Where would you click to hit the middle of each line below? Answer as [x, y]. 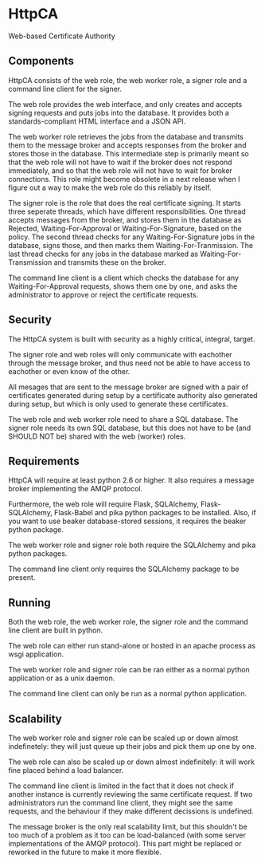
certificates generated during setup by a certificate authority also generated [133, 395]
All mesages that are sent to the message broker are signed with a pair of [129, 387]
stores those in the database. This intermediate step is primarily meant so [129, 153]
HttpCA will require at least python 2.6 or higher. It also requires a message [131, 480]
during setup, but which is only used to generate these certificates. [118, 404]
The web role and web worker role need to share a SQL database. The [123, 419]
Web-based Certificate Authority [62, 36]
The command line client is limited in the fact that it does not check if [121, 786]
